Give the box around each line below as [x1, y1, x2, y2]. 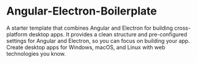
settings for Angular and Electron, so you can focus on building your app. [6, 37, 190, 44]
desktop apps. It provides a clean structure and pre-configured [28, 30, 187, 38]
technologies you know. [6, 50, 66, 57]
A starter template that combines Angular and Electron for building [6, 24, 173, 31]
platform [6, 30, 27, 38]
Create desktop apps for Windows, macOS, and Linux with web [6, 44, 166, 51]
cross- [174, 24, 191, 31]
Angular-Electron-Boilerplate [6, 4, 157, 18]
